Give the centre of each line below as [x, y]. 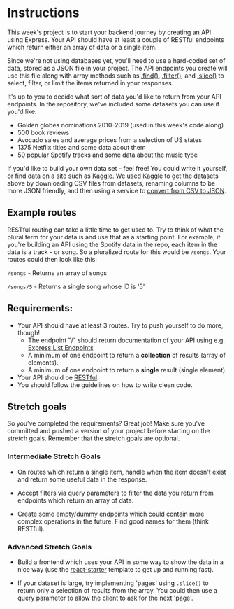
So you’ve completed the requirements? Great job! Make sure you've [106, 423]
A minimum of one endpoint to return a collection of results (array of [126, 355]
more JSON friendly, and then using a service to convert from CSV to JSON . [117, 190]
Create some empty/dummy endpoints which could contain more [111, 514]
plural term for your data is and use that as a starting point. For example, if [114, 237]
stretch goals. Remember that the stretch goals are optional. [94, 438]
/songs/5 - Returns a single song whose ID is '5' [76, 286]
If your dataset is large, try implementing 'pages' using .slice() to [113, 583]
